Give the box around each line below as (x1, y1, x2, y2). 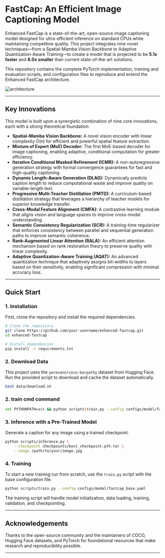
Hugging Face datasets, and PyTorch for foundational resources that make (5, 538, 156, 544)
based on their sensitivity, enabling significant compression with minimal (12, 264, 160, 270)
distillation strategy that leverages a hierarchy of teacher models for (12, 196, 150, 202)
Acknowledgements (5, 519, 68, 527)
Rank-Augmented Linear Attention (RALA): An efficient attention (12, 238, 145, 244)
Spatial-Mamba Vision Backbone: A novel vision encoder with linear (12, 133, 152, 139)
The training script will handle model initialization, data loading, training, (5, 495, 150, 501)
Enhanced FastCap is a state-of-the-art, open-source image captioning (5, 30, 150, 36)
